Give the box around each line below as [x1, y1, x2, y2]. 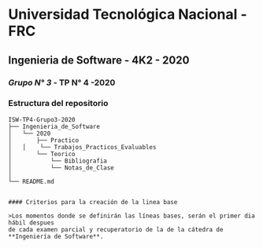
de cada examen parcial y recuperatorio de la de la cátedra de [8, 225, 224, 233]
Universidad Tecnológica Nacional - [8, 5, 248, 24]
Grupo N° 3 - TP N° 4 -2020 [8, 77, 116, 88]
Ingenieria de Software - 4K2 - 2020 [8, 53, 190, 67]
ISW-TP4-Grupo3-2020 [8, 115, 76, 123]
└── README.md [8, 177, 55, 185]
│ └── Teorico [8, 150, 76, 158]
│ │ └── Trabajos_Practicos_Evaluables [8, 143, 157, 151]
